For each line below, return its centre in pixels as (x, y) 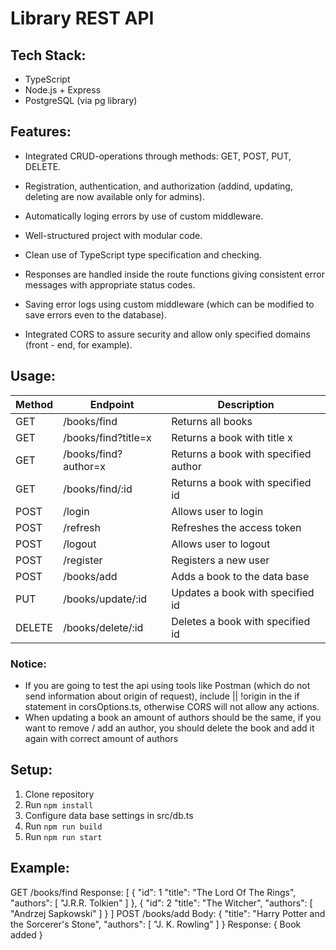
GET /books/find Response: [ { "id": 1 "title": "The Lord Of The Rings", (153, 892)
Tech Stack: (48, 55)
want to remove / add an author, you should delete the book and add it (169, 728)
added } (26, 934)
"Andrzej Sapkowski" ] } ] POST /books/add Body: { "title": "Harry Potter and (168, 913)
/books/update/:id (105, 599)
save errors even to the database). (95, 314)
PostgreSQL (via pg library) (81, 100)
